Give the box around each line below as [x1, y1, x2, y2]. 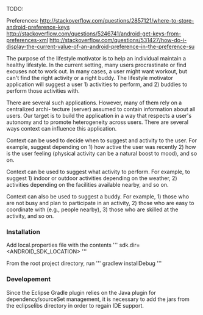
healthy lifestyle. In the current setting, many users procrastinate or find [6, 61, 187, 68]
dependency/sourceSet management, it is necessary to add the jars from [6, 295, 190, 303]
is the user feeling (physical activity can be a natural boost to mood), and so [6, 150, 198, 157]
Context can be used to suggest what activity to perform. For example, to [6, 168, 191, 175]
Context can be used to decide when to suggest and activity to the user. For [6, 137, 197, 144]
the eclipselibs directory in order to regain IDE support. [6, 302, 144, 309]
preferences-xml [6, 37, 49, 43]
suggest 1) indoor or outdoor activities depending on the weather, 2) [6, 175, 178, 182]
